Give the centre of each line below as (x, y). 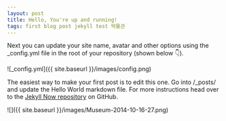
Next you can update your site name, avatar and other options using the (108, 46)
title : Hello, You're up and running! (62, 20)
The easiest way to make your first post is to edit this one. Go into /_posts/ (112, 82)
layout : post (26, 13)
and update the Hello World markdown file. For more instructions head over (113, 90)
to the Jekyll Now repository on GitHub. (62, 97)
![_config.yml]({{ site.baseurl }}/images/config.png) (79, 69)
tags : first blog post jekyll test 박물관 (66, 26)
